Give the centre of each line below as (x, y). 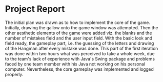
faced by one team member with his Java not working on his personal (75, 64)
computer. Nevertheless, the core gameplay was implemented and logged (79, 69)
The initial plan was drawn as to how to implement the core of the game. (78, 22)
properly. (14, 74)
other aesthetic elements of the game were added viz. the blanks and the (79, 33)
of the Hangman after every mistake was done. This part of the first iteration (81, 48)
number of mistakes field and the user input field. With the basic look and (79, 38)
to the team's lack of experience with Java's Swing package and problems (80, 59)
